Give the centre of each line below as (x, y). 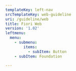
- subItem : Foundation (38, 56)
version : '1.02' (22, 28)
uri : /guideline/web (27, 19)
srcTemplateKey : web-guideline (38, 14)
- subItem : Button (47, 51)
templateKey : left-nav (29, 10)
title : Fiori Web (24, 24)
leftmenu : (16, 33)
